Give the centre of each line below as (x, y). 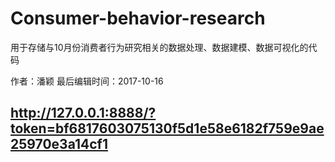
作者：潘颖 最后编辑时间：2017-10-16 (87, 81)
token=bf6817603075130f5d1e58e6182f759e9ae (167, 128)
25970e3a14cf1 (59, 144)
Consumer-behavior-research (138, 18)
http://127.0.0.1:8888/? (83, 113)
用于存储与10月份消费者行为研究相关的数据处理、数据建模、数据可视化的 (159, 47)
